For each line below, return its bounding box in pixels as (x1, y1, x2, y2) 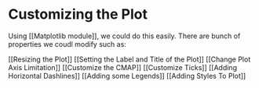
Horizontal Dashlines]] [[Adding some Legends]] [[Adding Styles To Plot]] (8, 71, 246, 80)
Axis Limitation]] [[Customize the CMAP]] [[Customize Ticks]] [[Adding (8, 62, 238, 72)
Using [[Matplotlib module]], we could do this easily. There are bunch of (8, 31, 241, 40)
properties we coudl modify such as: (8, 39, 127, 48)
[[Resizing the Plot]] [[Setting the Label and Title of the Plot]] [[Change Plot (8, 55, 251, 64)
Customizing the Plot (8, 5, 148, 23)
